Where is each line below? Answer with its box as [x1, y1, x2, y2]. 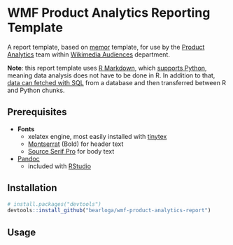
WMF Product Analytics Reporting [7, 5, 211, 21]
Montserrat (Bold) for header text [27, 140, 124, 148]
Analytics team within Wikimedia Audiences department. [7, 50, 170, 59]
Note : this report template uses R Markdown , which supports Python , [7, 64, 207, 72]
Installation [7, 182, 57, 194]
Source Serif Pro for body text [27, 147, 115, 155]
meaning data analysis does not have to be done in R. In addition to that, [7, 71, 216, 80]
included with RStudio [27, 162, 92, 170]
